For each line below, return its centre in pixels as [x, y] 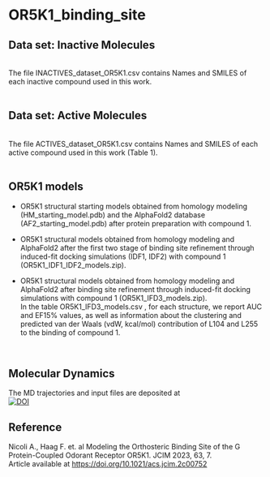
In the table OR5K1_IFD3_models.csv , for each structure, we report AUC [141, 307]
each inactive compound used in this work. [80, 82]
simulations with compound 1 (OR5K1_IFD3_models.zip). [114, 298]
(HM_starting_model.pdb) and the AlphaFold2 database [112, 215]
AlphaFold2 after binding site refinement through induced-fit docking [135, 289]
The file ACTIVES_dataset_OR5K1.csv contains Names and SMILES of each [133, 144]
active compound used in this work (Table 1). [83, 153]
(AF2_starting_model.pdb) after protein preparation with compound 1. [135, 223]
